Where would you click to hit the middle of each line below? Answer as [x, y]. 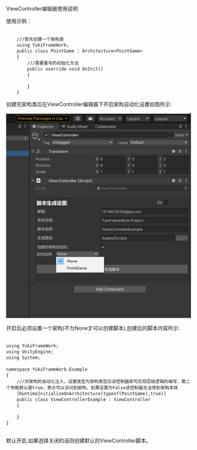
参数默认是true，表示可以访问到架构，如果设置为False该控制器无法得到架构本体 [94, 388]
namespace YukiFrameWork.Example [47, 369]
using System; [23, 358]
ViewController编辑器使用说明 [42, 9]
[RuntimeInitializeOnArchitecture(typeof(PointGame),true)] [91, 394]
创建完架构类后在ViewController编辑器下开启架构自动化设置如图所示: [89, 104]
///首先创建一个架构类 [40, 39]
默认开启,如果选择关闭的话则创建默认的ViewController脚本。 [79, 441]
